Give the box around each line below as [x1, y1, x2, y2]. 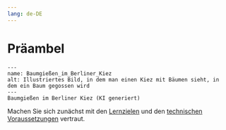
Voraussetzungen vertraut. [7, 114, 85, 123]
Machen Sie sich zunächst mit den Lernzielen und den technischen [7, 107, 203, 115]
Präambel [7, 40, 65, 56]
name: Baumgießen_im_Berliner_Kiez [7, 70, 112, 77]
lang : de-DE [7, 10, 42, 18]
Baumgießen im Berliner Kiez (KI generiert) [7, 94, 141, 102]
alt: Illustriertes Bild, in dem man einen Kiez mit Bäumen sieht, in [7, 76, 220, 83]
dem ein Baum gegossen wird [7, 82, 90, 89]
